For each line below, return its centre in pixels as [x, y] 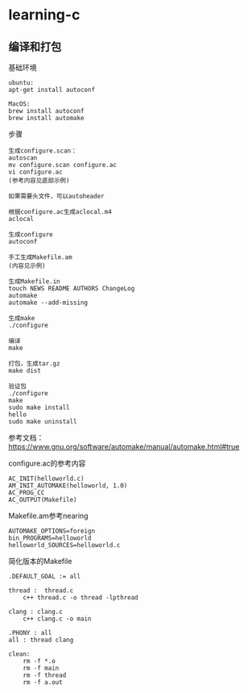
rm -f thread [45, 675]
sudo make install [39, 407]
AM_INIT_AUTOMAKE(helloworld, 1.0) [68, 486]
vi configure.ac [35, 172]
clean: [19, 654]
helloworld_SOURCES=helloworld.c [64, 545]
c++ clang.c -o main [57, 619]
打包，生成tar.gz [34, 364]
